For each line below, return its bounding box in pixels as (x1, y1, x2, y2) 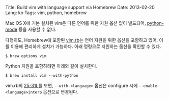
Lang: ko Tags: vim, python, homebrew (5, 10, 87, 16)
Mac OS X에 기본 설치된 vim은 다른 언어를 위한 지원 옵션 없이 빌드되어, (5, 20, 146, 26)
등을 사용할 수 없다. (18, 26, 57, 32)
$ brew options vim (5, 54, 47, 59)
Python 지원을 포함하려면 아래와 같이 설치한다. (5, 63, 98, 69)
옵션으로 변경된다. (43, 89, 79, 95)
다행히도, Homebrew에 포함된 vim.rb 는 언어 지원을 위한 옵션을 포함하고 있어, (5, 37, 158, 43)
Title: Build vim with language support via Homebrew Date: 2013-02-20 (5, 5, 155, 10)
